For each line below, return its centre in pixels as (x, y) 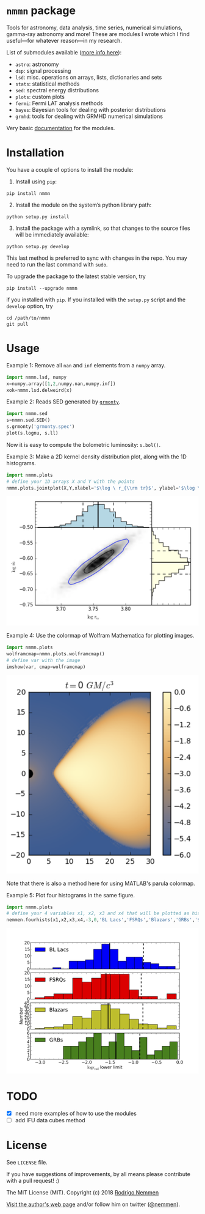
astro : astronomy (37, 64)
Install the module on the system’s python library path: (83, 205)
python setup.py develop (38, 246)
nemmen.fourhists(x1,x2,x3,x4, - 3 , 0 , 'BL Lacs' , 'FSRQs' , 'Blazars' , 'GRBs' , (101, 920)
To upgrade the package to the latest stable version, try (76, 276)
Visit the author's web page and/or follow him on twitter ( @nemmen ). (93, 1204)
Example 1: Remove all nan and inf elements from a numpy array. (86, 365)
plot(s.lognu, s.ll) (33, 433)
